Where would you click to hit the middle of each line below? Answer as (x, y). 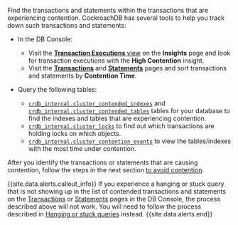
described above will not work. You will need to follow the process (104, 206)
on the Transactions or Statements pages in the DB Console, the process (114, 199)
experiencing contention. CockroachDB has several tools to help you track (116, 18)
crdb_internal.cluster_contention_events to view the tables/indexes (130, 141)
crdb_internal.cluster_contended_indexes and (97, 103)
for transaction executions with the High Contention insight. (116, 61)
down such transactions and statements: (67, 25)
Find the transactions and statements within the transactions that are (108, 10)
